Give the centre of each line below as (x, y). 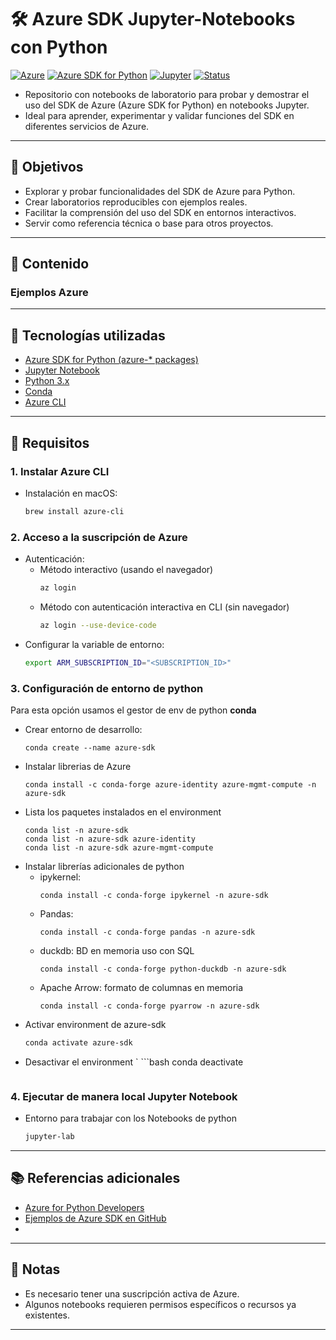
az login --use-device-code (98, 625)
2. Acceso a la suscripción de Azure (99, 537)
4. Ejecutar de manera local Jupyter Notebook (124, 1096)
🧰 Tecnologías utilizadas (88, 335)
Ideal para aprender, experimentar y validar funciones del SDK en (159, 115)
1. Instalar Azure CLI (60, 471)
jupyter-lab (49, 1137)
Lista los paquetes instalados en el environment (123, 812)
